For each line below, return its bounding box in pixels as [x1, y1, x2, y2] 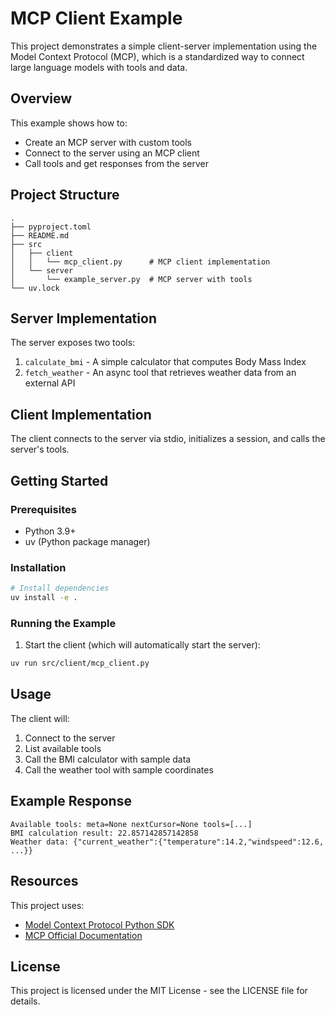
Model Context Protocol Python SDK [24, 918, 175, 931]
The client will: [10, 712, 70, 724]
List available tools [24, 742, 102, 754]
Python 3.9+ [24, 525, 77, 537]
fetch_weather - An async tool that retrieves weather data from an [24, 367, 297, 379]
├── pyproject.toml [10, 222, 92, 232]
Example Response [10, 793, 132, 810]
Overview [10, 90, 73, 107]
